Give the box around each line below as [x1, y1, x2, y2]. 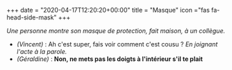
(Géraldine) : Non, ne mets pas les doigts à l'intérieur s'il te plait [16, 55, 203, 63]
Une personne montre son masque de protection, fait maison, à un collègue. [6, 27, 226, 35]
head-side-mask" [6, 13, 57, 21]
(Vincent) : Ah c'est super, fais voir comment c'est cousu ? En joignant [16, 40, 218, 48]
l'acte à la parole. [16, 48, 67, 55]
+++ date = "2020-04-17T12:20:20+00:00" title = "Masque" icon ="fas [6, 6, 210, 14]
